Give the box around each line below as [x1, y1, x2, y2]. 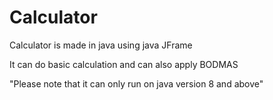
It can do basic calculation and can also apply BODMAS [9, 58, 239, 70]
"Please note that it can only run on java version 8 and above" [9, 77, 264, 90]
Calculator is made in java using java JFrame [9, 39, 193, 51]
